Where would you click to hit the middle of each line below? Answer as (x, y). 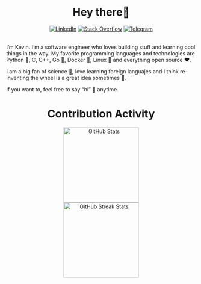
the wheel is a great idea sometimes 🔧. (78, 78)
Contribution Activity (101, 114)
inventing (18, 78)
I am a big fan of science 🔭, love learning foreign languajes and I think (92, 71)
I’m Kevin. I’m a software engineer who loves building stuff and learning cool (101, 47)
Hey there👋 (101, 12)
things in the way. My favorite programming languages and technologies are (101, 53)
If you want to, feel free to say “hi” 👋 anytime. (63, 89)
